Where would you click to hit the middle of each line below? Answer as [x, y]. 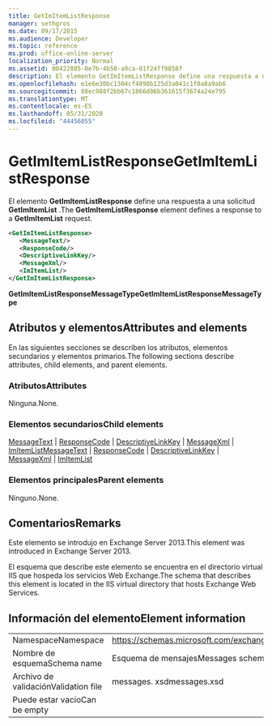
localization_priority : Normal [61, 62]
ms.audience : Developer [49, 38]
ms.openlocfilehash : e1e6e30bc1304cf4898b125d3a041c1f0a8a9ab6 [117, 83]
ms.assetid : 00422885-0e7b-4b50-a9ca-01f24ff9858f [96, 69]
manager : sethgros [39, 23]
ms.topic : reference [43, 46]
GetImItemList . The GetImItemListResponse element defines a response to [135, 209]
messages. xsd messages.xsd [168, 681]
